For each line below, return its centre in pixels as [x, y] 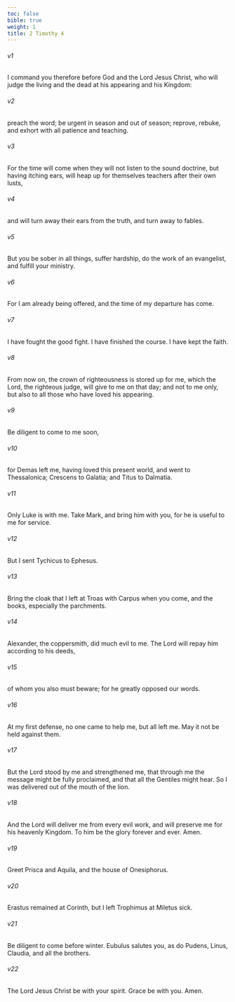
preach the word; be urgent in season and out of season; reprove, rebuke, [114, 123]
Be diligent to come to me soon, [53, 432]
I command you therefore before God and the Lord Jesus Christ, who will [113, 77]
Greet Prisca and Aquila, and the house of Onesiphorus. [88, 870]
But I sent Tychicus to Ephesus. [53, 560]
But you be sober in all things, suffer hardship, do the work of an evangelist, [117, 259]
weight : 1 [22, 27]
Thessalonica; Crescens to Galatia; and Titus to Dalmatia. [90, 477]
